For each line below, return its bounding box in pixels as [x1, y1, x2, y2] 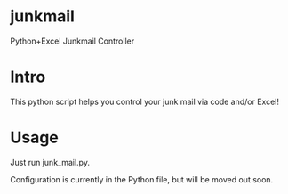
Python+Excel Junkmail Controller [10, 36, 135, 46]
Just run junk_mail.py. [10, 157, 90, 167]
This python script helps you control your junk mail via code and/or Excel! [10, 96, 279, 107]
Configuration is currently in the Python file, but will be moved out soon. [10, 174, 274, 184]
